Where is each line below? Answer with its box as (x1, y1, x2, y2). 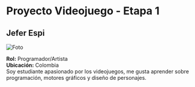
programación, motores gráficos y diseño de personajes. (6, 74, 147, 81)
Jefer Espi (6, 28, 45, 38)
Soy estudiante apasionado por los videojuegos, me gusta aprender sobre (6, 68, 189, 75)
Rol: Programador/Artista (6, 55, 68, 62)
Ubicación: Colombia (6, 61, 59, 69)
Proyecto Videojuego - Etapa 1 (6, 4, 160, 18)
